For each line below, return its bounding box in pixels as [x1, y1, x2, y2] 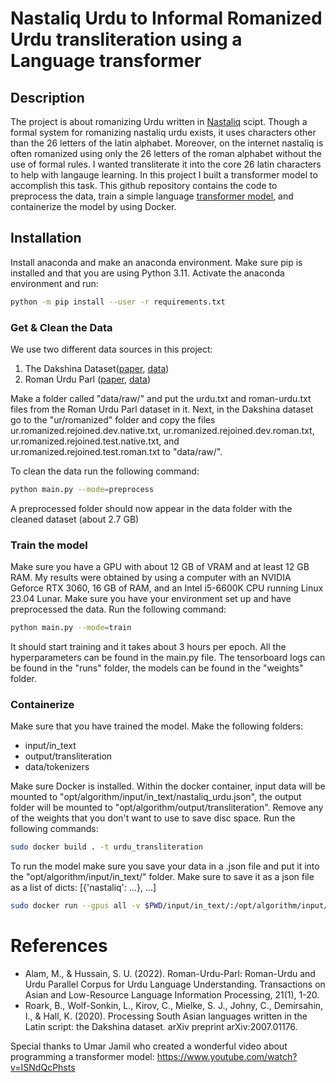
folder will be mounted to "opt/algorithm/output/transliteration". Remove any [10, 802, 324, 814]
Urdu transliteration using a [10, 28, 243, 51]
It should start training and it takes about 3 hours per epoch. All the [10, 641, 287, 653]
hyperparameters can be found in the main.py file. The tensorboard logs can [10, 652, 326, 664]
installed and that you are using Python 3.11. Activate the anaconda [10, 267, 285, 279]
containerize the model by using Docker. [10, 201, 177, 212]
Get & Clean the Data [10, 320, 113, 334]
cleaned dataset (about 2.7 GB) [10, 513, 140, 525]
